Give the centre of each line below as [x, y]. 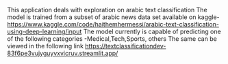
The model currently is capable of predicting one [152, 31]
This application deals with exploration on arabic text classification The [107, 10]
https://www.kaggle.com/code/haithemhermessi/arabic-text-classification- [113, 24]
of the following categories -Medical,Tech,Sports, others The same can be [112, 39]
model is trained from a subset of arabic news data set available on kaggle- [114, 17]
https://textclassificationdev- [126, 46]
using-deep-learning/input [45, 31]
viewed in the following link [46, 46]
